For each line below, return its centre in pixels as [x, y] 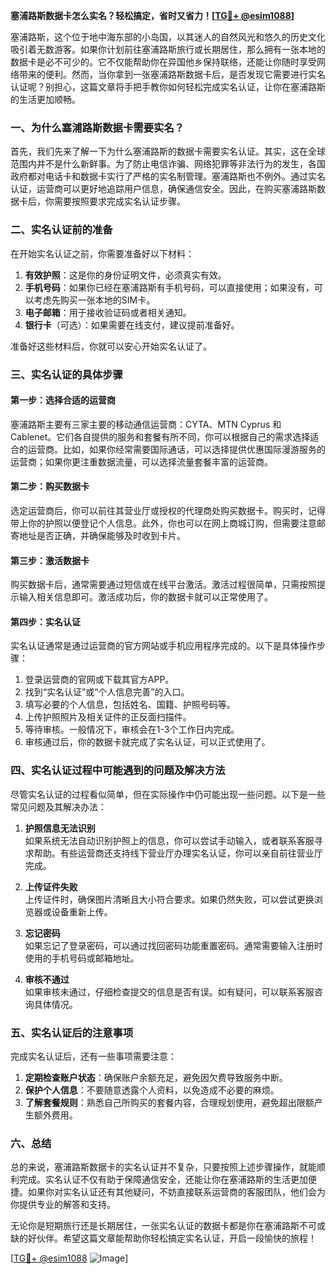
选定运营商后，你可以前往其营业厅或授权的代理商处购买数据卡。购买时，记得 [168, 510]
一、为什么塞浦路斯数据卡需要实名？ [97, 127]
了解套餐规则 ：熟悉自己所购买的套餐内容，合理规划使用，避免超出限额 [169, 1102]
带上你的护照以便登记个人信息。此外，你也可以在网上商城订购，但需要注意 [163, 523]
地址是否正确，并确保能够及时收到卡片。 [102, 535]
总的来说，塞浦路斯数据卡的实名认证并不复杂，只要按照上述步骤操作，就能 [163, 1167]
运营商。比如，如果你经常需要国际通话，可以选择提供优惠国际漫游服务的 [176, 449]
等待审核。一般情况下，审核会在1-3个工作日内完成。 [132, 730]
